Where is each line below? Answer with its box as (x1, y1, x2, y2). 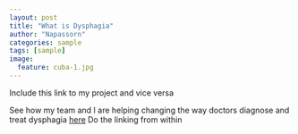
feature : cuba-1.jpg (17, 63, 94, 72)
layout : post (9, 13, 58, 22)
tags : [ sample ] (9, 46, 66, 55)
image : (9, 54, 34, 63)
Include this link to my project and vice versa (9, 87, 175, 98)
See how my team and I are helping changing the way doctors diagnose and (9, 105, 290, 115)
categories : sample (9, 38, 82, 47)
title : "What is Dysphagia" (9, 21, 115, 30)
